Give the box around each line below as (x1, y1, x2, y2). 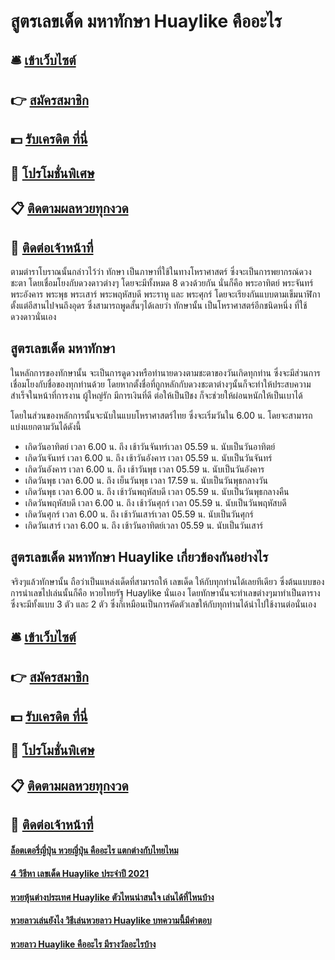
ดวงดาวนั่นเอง (10, 310, 57, 322)
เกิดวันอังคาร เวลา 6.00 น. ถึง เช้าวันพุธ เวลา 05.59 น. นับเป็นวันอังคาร (24, 463, 265, 475)
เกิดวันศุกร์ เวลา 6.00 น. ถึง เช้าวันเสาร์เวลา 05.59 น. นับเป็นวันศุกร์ (24, 508, 254, 520)
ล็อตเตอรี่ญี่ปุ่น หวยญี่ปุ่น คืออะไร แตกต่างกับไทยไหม (10, 844, 179, 856)
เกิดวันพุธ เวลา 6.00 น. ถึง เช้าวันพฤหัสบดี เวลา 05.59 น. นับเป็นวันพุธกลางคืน (24, 485, 290, 497)
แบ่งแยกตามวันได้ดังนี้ (10, 420, 82, 432)
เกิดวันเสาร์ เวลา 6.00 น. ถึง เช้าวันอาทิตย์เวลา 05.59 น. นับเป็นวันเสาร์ (24, 519, 264, 531)
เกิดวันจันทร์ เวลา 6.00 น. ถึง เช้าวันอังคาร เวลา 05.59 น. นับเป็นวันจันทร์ (24, 451, 273, 464)
